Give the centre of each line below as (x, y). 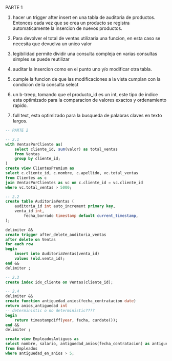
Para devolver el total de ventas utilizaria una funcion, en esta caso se (87, 38)
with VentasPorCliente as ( (34, 144)
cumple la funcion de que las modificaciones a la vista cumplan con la (87, 79)
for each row (19, 244)
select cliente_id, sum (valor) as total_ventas (66, 149)
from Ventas (27, 154)
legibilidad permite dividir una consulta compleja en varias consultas (85, 54)
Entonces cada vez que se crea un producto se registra (71, 23)
